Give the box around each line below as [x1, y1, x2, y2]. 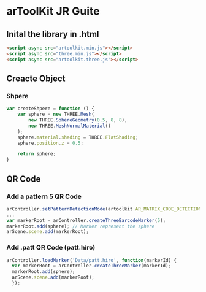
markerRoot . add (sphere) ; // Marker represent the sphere [6, 223, 155, 229]
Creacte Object [6, 74, 66, 84]
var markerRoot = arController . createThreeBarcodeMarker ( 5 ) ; [6, 217, 166, 223]
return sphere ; [17, 151, 56, 157]
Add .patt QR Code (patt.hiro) [6, 244, 96, 252]
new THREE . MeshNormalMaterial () [28, 123, 112, 129]
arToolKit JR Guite [6, 4, 100, 18]
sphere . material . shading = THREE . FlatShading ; [17, 134, 139, 140]
